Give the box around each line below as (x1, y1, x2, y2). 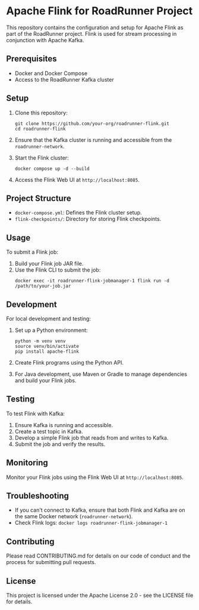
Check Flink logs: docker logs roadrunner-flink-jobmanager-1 (14, 519, 168, 527)
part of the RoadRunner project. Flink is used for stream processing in (6, 30, 177, 37)
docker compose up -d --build (14, 166, 90, 172)
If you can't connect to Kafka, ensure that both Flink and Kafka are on (14, 506, 185, 513)
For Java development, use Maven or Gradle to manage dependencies (14, 371, 187, 378)
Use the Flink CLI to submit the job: (14, 266, 101, 273)
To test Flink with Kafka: (6, 410, 65, 417)
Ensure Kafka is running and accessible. (14, 421, 113, 428)
